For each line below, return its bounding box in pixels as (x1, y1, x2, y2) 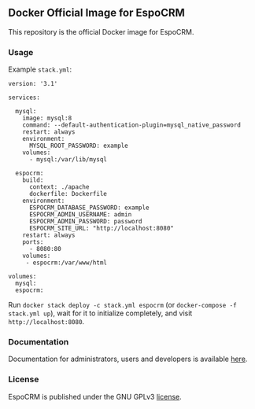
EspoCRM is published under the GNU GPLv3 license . (8, 392, 183, 401)
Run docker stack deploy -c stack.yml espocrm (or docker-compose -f (8, 300, 238, 310)
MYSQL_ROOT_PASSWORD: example (28, 142, 128, 150)
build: (22, 176, 44, 184)
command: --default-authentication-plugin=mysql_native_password (22, 121, 242, 129)
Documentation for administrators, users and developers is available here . (8, 354, 248, 364)
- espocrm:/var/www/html (25, 259, 108, 267)
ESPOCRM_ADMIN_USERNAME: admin (28, 211, 132, 219)
